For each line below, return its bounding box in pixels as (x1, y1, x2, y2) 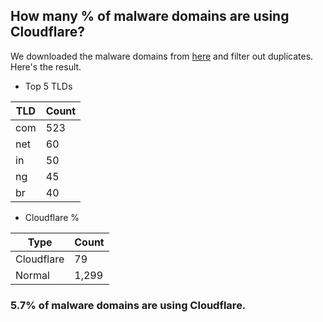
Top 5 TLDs (24, 80, 73, 92)
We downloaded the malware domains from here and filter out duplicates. (10, 50, 314, 62)
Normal (15, 268, 50, 282)
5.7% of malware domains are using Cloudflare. (10, 298, 247, 312)
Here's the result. (10, 60, 82, 73)
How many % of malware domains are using (10, 8, 290, 25)
